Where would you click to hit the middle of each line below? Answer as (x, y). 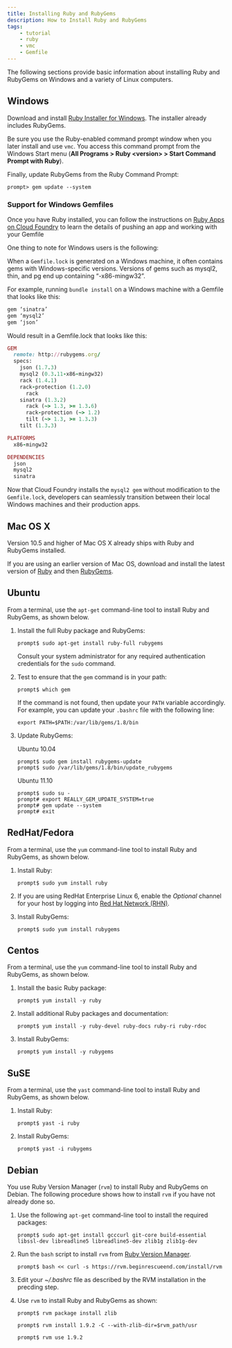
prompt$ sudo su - (44, 793)
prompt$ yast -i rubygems (54, 1149)
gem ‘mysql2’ (26, 316)
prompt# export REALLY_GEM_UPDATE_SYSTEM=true (86, 799)
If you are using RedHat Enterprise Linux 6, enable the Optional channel (119, 896)
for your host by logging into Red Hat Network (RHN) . (93, 903)
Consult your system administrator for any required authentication (111, 656)
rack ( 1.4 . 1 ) (38, 380)
